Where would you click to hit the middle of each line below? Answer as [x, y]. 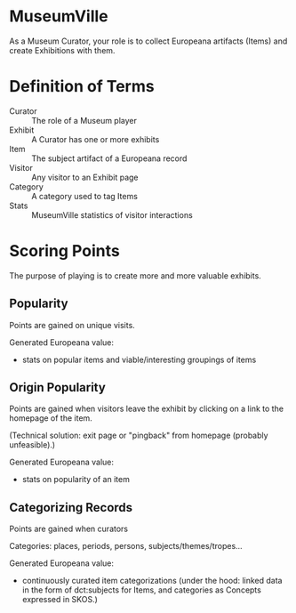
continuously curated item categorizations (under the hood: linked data [152, 581]
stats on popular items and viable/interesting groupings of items [139, 359]
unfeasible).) [32, 445]
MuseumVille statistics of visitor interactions [112, 214]
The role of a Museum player [84, 120]
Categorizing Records [71, 508]
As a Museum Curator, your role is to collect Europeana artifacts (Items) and [148, 41]
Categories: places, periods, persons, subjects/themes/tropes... [126, 546]
